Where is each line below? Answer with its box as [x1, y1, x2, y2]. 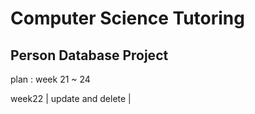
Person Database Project [10, 47, 169, 64]
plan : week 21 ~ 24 [10, 73, 91, 85]
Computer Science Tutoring [10, 7, 245, 30]
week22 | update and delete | [10, 93, 132, 104]
